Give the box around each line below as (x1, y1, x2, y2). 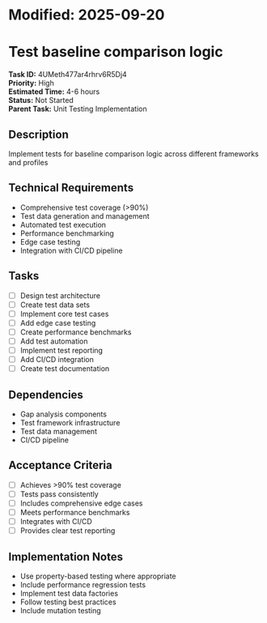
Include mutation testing (19, 605, 101, 615)
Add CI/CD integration (19, 355, 95, 364)
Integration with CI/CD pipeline (19, 245, 123, 255)
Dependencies (8, 387, 83, 402)
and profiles (8, 157, 49, 167)
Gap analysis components (19, 409, 108, 419)
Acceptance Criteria (8, 459, 112, 472)
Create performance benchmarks (19, 326, 132, 337)
